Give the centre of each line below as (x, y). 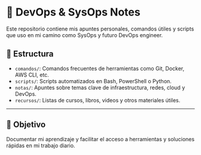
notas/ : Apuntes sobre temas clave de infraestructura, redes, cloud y (100, 87)
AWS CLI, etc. (32, 75)
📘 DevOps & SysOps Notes (73, 12)
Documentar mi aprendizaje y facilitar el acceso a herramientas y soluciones (100, 139)
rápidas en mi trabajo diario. (41, 145)
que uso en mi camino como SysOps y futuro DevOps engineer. (85, 35)
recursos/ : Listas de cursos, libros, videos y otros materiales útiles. (98, 100)
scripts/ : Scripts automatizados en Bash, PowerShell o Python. (93, 81)
